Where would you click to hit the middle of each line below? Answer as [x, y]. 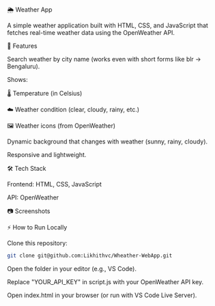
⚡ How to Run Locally [37, 227]
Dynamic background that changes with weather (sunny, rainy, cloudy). [107, 141]
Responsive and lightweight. [47, 155]
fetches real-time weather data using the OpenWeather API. [91, 32]
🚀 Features [22, 46]
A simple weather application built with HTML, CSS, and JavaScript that [107, 25]
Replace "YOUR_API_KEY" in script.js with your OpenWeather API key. [105, 281]
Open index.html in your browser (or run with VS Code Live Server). [102, 295]
